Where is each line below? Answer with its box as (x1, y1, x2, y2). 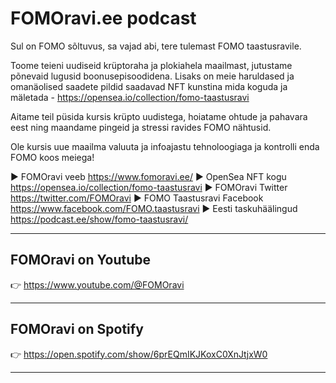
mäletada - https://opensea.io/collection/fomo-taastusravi (10, 91, 250, 103)
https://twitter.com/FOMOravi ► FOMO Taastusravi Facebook (10, 192, 264, 204)
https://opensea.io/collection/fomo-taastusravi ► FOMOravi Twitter (10, 181, 288, 193)
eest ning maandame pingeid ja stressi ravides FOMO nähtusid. (10, 121, 272, 133)
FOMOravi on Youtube (10, 252, 152, 269)
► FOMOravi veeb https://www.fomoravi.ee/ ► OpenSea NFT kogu (10, 170, 287, 182)
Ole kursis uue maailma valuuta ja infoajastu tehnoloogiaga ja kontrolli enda (10, 140, 320, 152)
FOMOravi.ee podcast (10, 7, 197, 30)
